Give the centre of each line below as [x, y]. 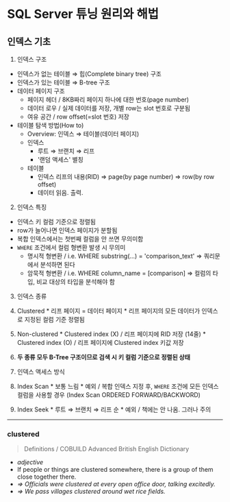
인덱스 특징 [32, 207]
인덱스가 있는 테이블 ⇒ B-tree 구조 [64, 82]
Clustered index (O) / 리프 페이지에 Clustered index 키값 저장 [100, 343]
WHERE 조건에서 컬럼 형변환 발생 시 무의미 [71, 247]
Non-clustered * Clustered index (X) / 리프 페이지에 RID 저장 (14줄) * [112, 334]
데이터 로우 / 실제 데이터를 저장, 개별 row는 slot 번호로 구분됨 [108, 108]
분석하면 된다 [57, 264]
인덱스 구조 [32, 59]
